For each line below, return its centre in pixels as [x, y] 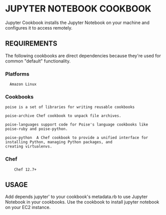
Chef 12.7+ [25, 169]
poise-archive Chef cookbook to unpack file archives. [63, 116]
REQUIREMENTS [31, 44]
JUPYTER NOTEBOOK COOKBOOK [78, 9]
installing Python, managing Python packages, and [59, 142]
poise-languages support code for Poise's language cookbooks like [77, 125]
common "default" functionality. [38, 61]
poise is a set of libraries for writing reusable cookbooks [70, 107]
